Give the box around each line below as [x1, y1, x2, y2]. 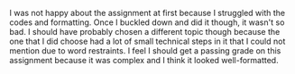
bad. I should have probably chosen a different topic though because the [9, 27, 281, 37]
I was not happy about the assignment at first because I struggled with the [9, 8, 286, 18]
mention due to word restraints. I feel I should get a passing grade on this [9, 45, 281, 56]
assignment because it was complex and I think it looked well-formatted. [9, 55, 279, 65]
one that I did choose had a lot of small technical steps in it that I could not [9, 36, 286, 46]
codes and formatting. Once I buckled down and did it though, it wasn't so [9, 17, 285, 28]
